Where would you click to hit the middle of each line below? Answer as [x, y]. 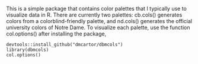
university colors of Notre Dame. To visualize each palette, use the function [98, 27]
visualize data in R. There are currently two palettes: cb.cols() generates [94, 15]
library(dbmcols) [28, 50]
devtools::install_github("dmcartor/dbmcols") [65, 44]
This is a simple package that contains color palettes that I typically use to [96, 9]
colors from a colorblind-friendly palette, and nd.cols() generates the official [99, 21]
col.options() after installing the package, [56, 34]
